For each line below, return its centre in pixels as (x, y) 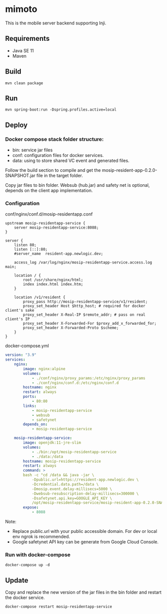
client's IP (17, 319)
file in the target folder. (60, 176)
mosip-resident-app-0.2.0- (129, 170)
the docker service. (25, 598)
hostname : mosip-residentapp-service (62, 461)
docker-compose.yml (27, 346)
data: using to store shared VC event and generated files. (71, 161)
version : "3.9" (21, 355)
